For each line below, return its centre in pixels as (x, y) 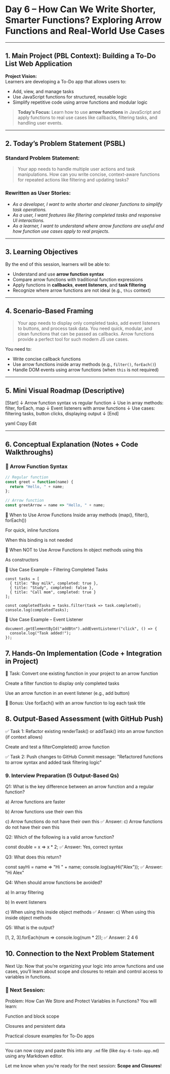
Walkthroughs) (29, 452)
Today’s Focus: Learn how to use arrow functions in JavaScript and (89, 112)
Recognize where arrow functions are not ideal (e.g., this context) (82, 290)
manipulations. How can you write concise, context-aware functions (89, 174)
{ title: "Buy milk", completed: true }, (54, 584)
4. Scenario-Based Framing (49, 311)
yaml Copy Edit (21, 423)
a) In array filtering (25, 893)
